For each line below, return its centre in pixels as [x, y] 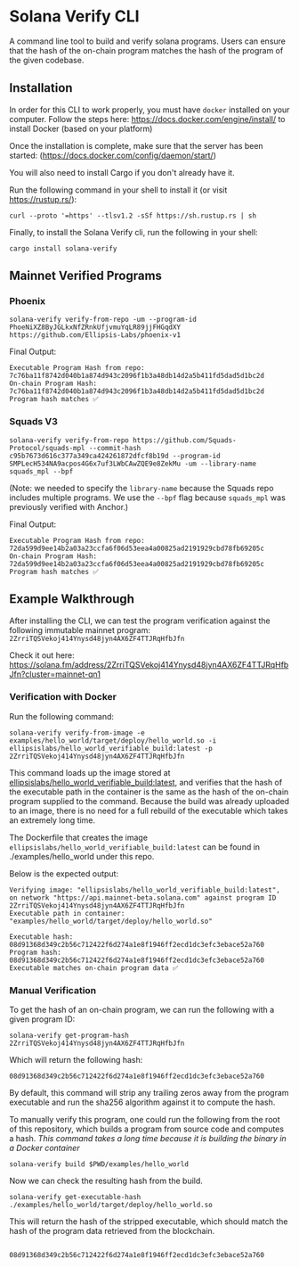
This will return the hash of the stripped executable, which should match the [149, 1222]
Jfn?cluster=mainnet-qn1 [55, 674]
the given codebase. [47, 60]
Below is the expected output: [64, 873]
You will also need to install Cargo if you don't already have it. [122, 172]
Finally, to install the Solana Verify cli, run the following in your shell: [133, 232]
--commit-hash [115, 448]
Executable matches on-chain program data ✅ [94, 968]
